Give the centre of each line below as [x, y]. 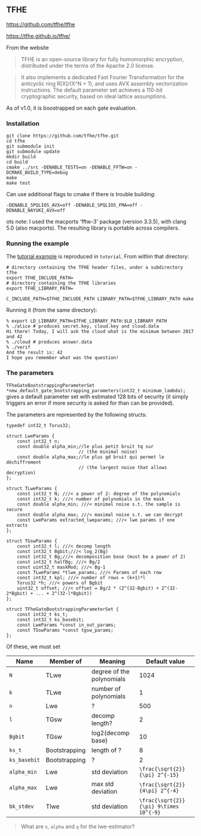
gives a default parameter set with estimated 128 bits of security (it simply [97, 396]
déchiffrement [24, 462]
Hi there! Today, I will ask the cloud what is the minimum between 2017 [100, 332]
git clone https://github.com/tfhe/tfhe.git [63, 136]
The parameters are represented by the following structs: [77, 414]
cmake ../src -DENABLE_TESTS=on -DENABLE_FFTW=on [69, 167]
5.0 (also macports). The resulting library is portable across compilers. [93, 228]
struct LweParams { [31, 436]
